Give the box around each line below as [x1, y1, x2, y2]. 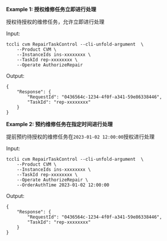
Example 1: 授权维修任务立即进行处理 [6, 6, 96, 12]
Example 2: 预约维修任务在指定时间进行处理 [6, 121, 113, 127]
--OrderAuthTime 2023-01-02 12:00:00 [17, 182, 110, 188]
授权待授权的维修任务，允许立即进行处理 [6, 18, 104, 25]
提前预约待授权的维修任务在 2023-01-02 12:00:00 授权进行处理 [6, 133, 155, 140]
